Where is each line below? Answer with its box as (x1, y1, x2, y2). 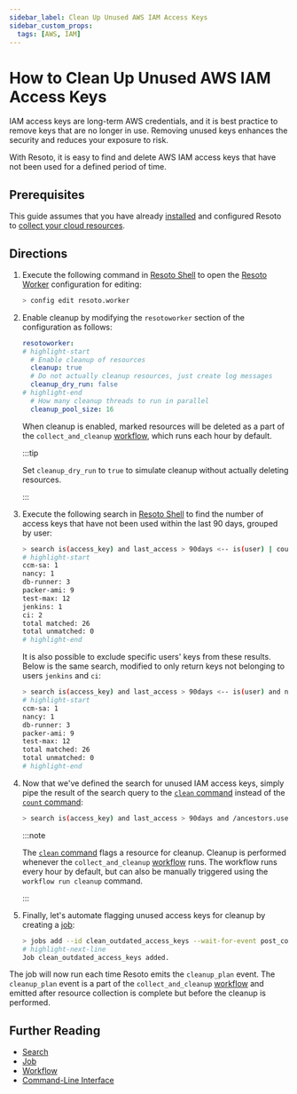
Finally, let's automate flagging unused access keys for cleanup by (21, 909, 266, 920)
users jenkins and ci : (21, 670, 102, 681)
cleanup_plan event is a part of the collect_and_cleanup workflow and (9, 979, 264, 989)
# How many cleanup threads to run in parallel (30, 396, 210, 405)
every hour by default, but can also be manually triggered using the (21, 866, 269, 876)
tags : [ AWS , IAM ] (17, 29, 82, 38)
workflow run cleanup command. (21, 876, 144, 886)
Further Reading (9, 1023, 101, 1038)
